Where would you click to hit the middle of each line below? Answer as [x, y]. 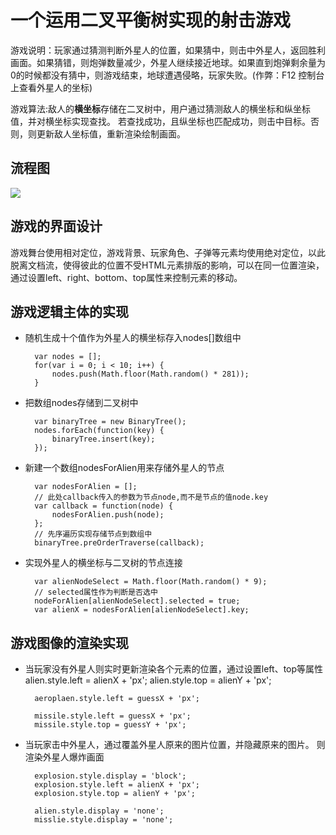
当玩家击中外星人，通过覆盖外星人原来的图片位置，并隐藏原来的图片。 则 [175, 745]
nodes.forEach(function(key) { [99, 431]
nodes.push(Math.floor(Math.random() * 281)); [150, 374]
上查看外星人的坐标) [51, 87]
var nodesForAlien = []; [86, 487]
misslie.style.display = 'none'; [104, 820]
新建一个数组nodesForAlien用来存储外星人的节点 [124, 468]
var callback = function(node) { [104, 506]
